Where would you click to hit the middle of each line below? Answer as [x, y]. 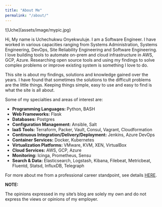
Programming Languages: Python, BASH [54, 109]
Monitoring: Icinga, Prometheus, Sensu [51, 155]
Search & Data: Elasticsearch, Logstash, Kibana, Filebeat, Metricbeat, [82, 160]
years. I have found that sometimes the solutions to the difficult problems [78, 80]
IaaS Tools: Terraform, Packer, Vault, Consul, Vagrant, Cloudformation [82, 129]
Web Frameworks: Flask [37, 114]
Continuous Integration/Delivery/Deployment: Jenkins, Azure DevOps [83, 135]
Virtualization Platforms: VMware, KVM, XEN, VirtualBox [69, 145]
